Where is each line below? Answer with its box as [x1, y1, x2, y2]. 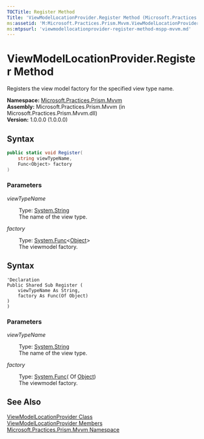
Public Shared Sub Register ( [7, 282, 84, 288]
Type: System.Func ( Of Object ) [18, 373, 96, 380]
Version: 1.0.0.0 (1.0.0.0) [7, 116, 68, 123]
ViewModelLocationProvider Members [7, 420, 103, 427]
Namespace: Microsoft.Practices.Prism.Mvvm [7, 97, 123, 104]
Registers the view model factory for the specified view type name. [7, 85, 174, 92]
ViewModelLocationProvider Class [7, 413, 93, 420]
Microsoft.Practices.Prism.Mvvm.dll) [7, 110, 97, 117]
